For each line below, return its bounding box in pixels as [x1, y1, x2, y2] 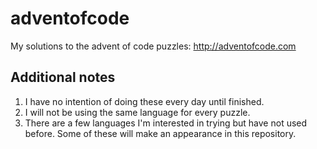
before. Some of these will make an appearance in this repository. [24, 127, 297, 139]
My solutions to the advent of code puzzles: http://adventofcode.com [10, 40, 297, 52]
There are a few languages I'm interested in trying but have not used [24, 117, 308, 129]
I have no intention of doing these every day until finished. [24, 95, 265, 107]
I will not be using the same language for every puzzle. [24, 106, 251, 118]
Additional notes [10, 69, 116, 86]
